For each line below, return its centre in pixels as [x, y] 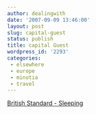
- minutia [24, 77]
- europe [23, 71]
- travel [23, 84]
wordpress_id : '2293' [38, 52]
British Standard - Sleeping [45, 103]
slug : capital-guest [37, 33]
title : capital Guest [38, 45]
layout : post [26, 26]
